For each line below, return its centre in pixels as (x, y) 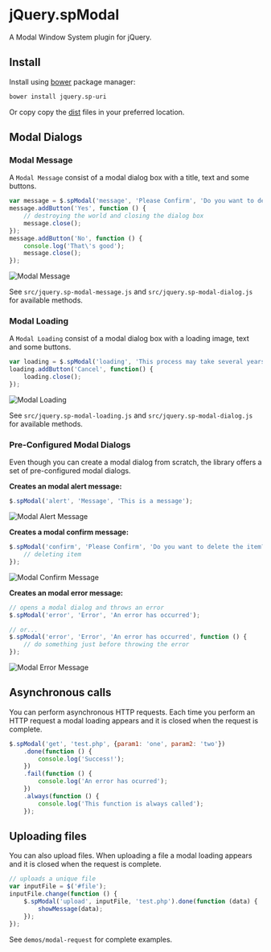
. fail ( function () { (58, 774)
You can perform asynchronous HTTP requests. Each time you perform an (132, 712)
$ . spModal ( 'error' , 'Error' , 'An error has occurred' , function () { (128, 637)
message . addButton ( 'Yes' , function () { (78, 208)
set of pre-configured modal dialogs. (70, 471)
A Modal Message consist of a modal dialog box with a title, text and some (129, 178)
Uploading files (48, 836)
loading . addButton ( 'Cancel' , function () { (81, 369)
